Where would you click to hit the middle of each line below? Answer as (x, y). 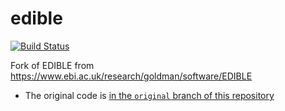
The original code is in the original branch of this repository (149, 95)
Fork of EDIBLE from (52, 65)
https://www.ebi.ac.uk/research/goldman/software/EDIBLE (131, 76)
